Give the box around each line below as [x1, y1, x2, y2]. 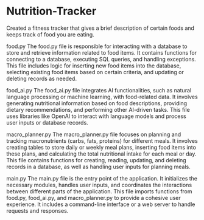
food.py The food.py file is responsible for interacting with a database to [6, 43, 188, 50]
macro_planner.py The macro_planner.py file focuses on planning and [6, 131, 181, 138]
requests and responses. [6, 207, 69, 214]
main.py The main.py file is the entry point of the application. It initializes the [6, 174, 198, 182]
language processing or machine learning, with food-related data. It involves [6, 93, 198, 100]
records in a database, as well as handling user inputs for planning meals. [6, 163, 191, 170]
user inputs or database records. [6, 119, 88, 126]
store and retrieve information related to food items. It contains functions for [6, 49, 197, 56]
